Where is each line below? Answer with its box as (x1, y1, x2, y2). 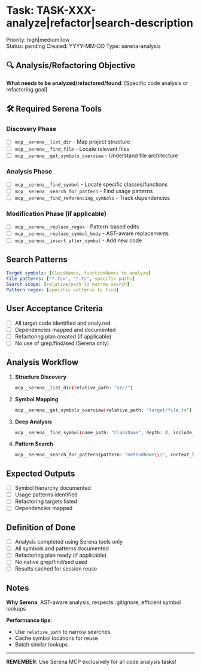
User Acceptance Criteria (6, 303, 103, 314)
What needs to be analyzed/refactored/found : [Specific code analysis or (6, 79, 188, 87)
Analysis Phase (6, 167, 53, 175)
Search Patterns (6, 254, 68, 264)
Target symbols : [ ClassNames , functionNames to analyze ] (6, 270, 151, 276)
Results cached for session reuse (14, 565, 98, 572)
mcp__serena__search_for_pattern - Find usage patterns (14, 187, 153, 194)
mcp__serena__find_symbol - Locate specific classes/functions (14, 181, 168, 188)
